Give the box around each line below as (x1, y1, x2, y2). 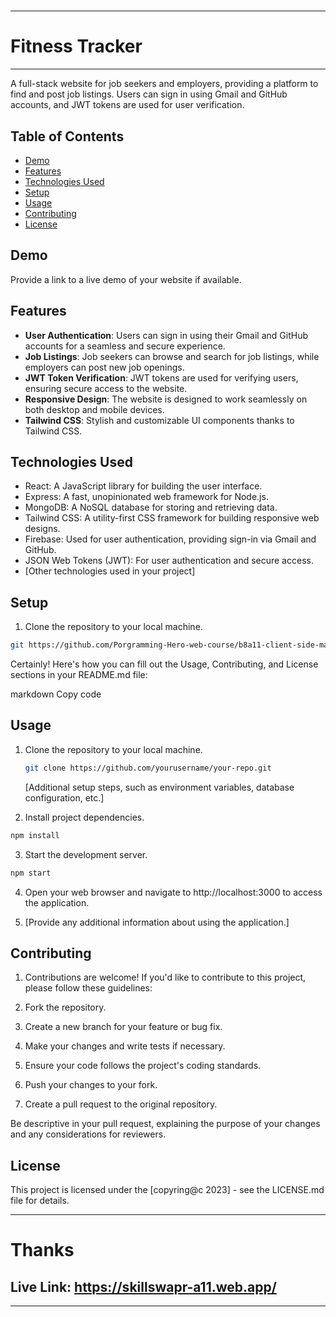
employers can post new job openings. (24, 361, 185, 373)
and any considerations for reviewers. (10, 1128, 167, 1140)
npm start (10, 868, 52, 878)
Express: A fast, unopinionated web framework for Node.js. (24, 491, 269, 503)
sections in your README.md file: (10, 669, 148, 681)
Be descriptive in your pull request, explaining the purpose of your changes (10, 1118, 321, 1130)
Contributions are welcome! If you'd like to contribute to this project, (24, 971, 307, 984)
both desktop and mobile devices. (24, 403, 165, 415)
